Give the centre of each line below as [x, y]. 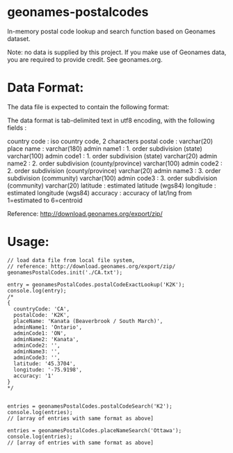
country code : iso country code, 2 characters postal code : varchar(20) [110, 141]
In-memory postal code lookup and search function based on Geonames [111, 31]
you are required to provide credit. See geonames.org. [85, 59]
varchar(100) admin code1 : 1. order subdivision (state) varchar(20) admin [112, 156]
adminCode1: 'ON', [40, 333]
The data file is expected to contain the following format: [88, 107]
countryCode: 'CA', [42, 309]
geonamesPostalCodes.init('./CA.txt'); [65, 272]
